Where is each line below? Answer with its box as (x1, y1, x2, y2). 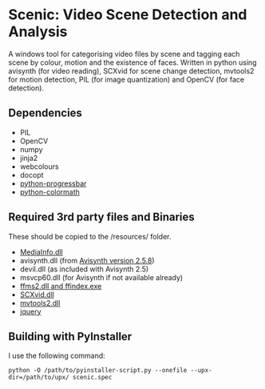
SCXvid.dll (19, 290, 54, 299)
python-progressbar (19, 178, 87, 188)
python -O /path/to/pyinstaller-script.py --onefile (8, 367, 188, 375)
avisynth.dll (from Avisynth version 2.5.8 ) (19, 255, 155, 265)
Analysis (8, 22, 68, 41)
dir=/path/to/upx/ (8, 374, 69, 382)
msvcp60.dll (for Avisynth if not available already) (19, 272, 184, 282)
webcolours (19, 162, 59, 171)
